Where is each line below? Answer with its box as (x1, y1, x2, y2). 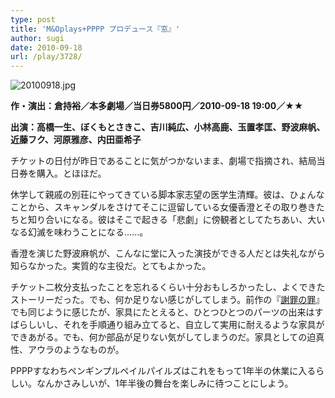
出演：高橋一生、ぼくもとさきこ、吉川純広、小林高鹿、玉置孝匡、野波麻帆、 (10, 121, 326, 133)
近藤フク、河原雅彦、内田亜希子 (10, 134, 142, 146)
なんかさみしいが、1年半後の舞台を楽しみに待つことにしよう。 (36, 377, 294, 390)
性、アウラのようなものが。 (10, 344, 125, 356)
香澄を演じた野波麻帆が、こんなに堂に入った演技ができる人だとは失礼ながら (10, 247, 326, 260)
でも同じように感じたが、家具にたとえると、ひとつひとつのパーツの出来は (10, 306, 315, 318)
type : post (10, 14, 56, 25)
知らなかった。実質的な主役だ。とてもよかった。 (10, 260, 212, 272)
